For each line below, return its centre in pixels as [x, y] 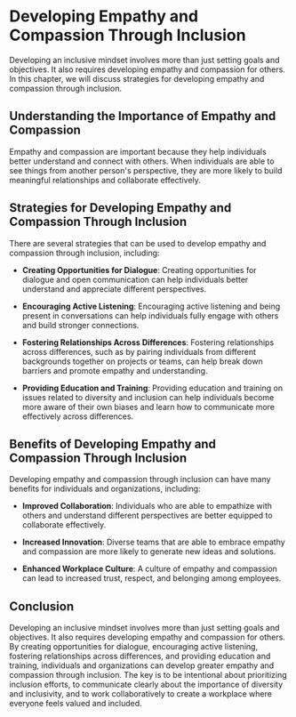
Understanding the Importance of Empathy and [143, 116]
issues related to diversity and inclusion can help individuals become [148, 397]
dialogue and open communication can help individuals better [135, 279]
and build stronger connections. [80, 325]
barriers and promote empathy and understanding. [115, 370]
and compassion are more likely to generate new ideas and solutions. [149, 552]
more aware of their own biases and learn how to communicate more [148, 407]
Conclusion [42, 606]
